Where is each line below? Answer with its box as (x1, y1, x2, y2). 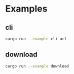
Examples (5, 3, 48, 15)
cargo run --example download (5, 63, 69, 68)
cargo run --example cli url (5, 36, 67, 41)
